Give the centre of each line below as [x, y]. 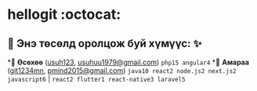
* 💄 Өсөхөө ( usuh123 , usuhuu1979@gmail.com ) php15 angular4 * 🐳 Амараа [128, 62]
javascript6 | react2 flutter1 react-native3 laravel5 [96, 79]
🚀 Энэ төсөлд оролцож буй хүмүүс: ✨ [105, 44]
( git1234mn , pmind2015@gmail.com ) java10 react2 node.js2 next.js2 [122, 71]
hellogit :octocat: [64, 15]
